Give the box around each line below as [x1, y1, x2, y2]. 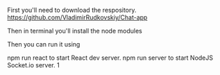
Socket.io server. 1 [7, 61, 60, 69]
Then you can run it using [7, 40, 81, 48]
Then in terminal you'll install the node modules [7, 27, 142, 35]
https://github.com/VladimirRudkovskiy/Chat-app [7, 13, 148, 22]
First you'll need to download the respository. [7, 6, 137, 14]
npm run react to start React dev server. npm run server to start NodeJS [7, 53, 214, 62]
